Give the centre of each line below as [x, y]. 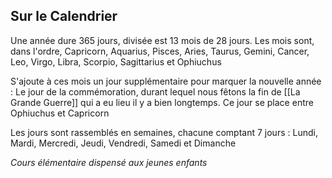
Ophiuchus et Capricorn [60, 113]
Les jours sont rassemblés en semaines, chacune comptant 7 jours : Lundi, [164, 132]
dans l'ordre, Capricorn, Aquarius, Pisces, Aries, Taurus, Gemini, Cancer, [160, 51]
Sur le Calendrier [64, 16]
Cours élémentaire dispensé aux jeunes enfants [109, 162]
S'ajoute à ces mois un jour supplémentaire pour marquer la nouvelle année [166, 81]
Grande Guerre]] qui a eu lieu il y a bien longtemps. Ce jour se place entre [162, 102]
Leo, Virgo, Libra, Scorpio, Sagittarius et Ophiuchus [116, 61]
